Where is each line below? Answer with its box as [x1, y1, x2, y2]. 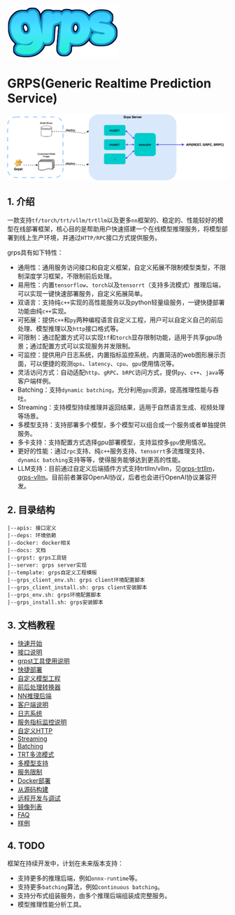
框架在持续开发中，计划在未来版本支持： [7, 859, 124, 867]
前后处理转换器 [17, 683, 61, 691]
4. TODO [7, 839, 45, 851]
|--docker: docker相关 [7, 539, 71, 546]
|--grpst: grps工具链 [7, 554, 67, 561]
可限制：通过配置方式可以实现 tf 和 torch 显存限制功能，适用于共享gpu [17, 333, 217, 341]
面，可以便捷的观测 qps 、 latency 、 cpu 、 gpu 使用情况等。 [17, 359, 178, 367]
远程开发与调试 [17, 794, 61, 802]
